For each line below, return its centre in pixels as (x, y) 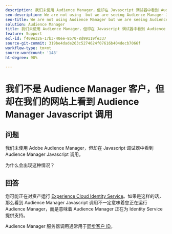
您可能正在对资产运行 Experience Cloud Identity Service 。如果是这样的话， (84, 196)
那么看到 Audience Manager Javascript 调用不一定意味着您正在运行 (76, 203)
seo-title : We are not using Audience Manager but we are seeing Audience (87, 19)
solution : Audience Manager (35, 24)
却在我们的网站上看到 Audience (72, 101)
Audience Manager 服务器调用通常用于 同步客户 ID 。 (60, 226)
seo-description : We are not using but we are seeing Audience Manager (84, 15)
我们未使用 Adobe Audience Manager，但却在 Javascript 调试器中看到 (79, 148)
